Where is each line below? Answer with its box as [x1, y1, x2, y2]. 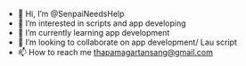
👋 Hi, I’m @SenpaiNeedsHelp [17, 9, 125, 19]
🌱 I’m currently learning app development [17, 28, 170, 37]
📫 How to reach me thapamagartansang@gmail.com [17, 47, 214, 57]
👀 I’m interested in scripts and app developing [17, 18, 186, 29]
